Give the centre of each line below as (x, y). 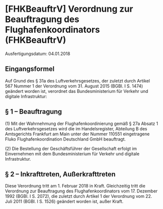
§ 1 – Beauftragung (34, 112)
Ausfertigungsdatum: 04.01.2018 (38, 53)
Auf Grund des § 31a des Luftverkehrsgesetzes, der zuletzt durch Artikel (77, 81)
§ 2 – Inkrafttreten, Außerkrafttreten (60, 174)
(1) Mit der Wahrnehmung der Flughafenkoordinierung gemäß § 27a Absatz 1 (81, 124)
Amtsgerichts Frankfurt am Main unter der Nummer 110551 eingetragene (77, 134)
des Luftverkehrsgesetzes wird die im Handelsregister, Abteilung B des (76, 128)
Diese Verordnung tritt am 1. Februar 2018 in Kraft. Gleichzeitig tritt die (75, 186)
